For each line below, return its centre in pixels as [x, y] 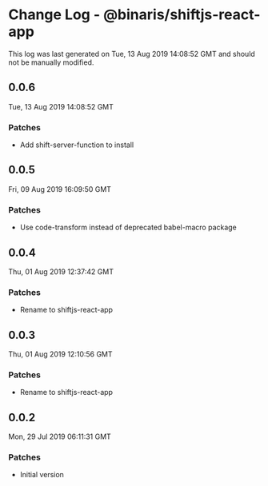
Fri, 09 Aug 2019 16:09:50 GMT [60, 189]
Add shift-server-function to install [77, 145]
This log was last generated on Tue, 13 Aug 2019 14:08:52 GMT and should [132, 54]
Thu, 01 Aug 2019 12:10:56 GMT [61, 354]
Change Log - [54, 15]
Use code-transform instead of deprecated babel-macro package [128, 227]
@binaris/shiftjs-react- [182, 15]
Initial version [42, 475]
